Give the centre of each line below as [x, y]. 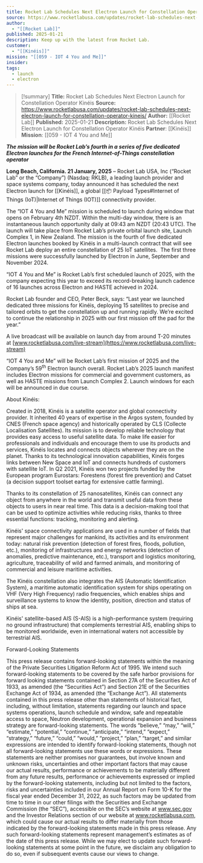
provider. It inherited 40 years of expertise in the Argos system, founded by [100, 417]
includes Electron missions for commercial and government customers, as [98, 375]
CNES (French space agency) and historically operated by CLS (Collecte [96, 424]
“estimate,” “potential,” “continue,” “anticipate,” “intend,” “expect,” [88, 731]
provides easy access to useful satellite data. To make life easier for [91, 436]
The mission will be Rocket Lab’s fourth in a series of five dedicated [93, 147]
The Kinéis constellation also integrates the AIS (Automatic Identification [96, 581]
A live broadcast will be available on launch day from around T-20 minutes [99, 337]
